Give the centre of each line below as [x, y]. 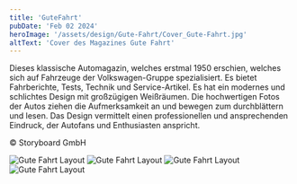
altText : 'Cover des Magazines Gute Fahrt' [92, 43]
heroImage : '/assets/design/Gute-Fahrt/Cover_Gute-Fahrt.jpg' [128, 34]
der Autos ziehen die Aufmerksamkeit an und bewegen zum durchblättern [146, 106]
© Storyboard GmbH [48, 143]
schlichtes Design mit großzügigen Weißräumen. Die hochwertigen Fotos [145, 97]
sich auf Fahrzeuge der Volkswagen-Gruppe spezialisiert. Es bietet [133, 78]
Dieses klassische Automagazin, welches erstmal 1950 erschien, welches [145, 68]
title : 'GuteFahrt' [46, 18]
